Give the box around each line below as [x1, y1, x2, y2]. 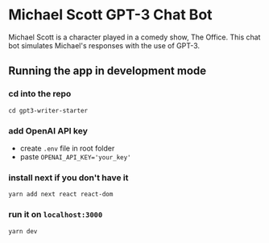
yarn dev [8, 227, 38, 235]
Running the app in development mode [8, 64, 207, 78]
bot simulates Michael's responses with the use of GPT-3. [8, 40, 200, 50]
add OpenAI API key [8, 125, 89, 136]
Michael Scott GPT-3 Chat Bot [8, 6, 213, 24]
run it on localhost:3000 [8, 209, 103, 220]
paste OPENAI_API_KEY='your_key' [19, 151, 131, 162]
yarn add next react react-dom [8, 191, 114, 199]
